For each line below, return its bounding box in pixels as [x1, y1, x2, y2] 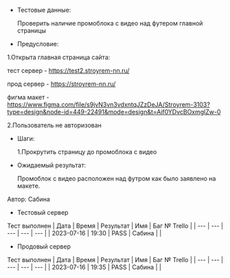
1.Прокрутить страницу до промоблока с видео [16, 148, 157, 156]
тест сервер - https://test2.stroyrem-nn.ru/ [7, 67, 130, 74]
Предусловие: [16, 40, 59, 47]
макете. [16, 182, 41, 190]
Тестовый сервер [16, 208, 69, 216]
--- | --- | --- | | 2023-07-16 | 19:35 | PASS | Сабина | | [7, 263, 161, 271]
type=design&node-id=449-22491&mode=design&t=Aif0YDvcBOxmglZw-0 [7, 108, 221, 116]
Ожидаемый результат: [16, 161, 87, 169]
